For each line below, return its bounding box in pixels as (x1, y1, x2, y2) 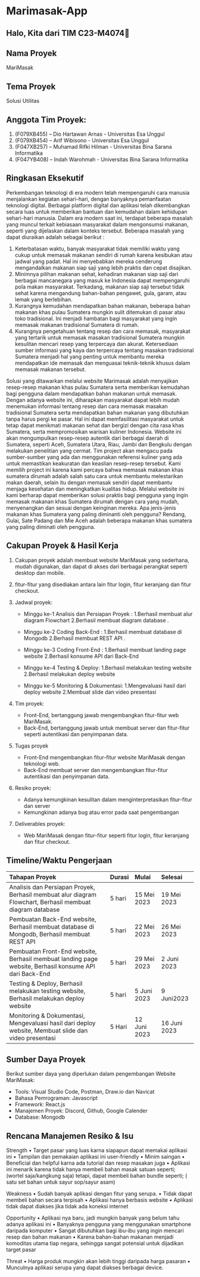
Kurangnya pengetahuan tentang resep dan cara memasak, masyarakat (14, 327, 190, 335)
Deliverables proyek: (14, 820, 65, 827)
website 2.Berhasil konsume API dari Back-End (23, 653, 139, 660)
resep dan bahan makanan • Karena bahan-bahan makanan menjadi (6, 1233, 174, 1241)
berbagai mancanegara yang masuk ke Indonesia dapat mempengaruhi (14, 277, 190, 284)
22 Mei (135, 923, 155, 931)
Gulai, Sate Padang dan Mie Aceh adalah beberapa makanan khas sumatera (6, 517, 192, 524)
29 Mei (135, 955, 155, 963)
